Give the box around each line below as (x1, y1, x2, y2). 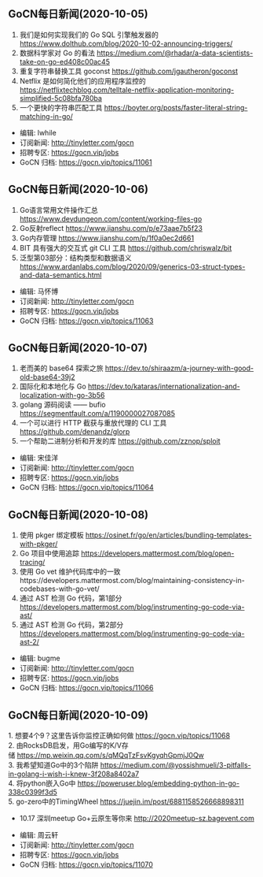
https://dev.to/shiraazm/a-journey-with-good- (104, 363, 254, 373)
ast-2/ (19, 637, 39, 647)
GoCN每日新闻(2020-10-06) (8, 183, 149, 196)
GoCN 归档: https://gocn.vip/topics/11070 (19, 860, 153, 869)
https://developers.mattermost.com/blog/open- (81, 548, 235, 558)
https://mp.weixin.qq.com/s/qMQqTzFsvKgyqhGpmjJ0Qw (16, 751, 204, 760)
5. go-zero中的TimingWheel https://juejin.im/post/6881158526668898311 (8, 797, 245, 806)
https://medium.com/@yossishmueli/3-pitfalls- (100, 760, 251, 770)
